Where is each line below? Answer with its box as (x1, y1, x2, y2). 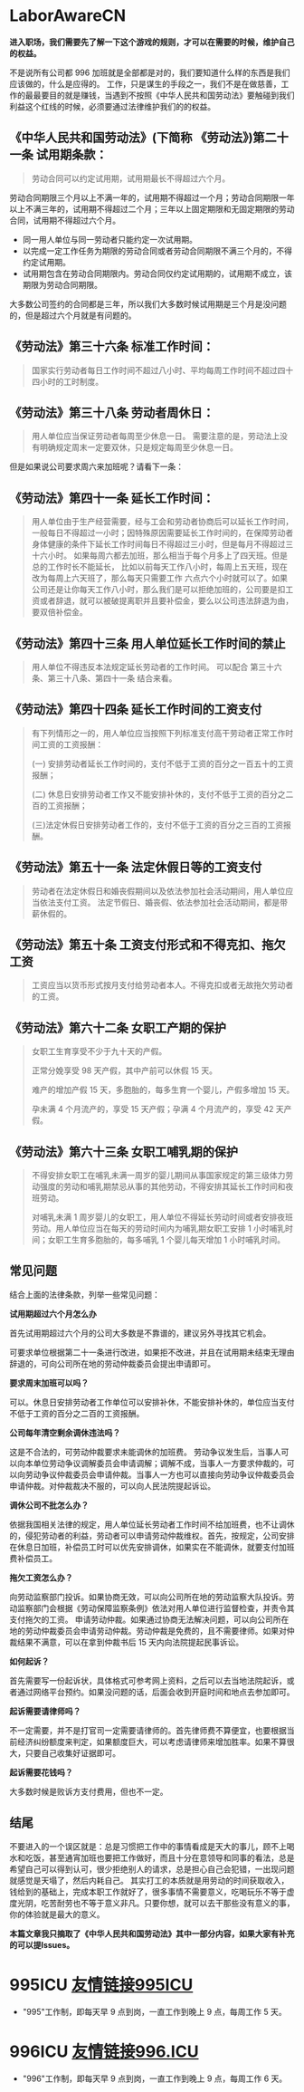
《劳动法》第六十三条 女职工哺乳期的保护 (9, 1144, 238, 1159)
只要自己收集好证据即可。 (24, 1747, 120, 1758)
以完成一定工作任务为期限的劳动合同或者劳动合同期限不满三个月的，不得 (22, 245, 292, 256)
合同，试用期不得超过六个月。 (9, 215, 120, 226)
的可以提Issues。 (9, 1939, 75, 1950)
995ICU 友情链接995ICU (9, 1974, 194, 1995)
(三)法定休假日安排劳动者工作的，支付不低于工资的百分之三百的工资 (31, 819, 284, 830)
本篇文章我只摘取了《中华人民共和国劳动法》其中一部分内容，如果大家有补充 (9, 1928, 295, 1939)
